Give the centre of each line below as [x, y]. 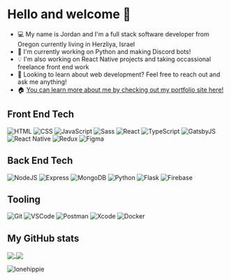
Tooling [24, 199]
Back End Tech [40, 161]
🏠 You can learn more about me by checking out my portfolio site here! [120, 90]
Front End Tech [41, 114]
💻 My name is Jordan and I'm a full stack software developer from [113, 34]
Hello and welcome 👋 [69, 14]
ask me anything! [42, 82]
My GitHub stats [43, 238]
